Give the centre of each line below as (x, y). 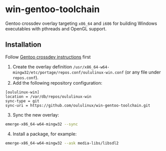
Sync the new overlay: (36, 115)
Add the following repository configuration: (57, 83)
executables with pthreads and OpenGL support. (56, 28)
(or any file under (143, 72)
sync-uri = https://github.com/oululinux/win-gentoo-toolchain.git (78, 105)
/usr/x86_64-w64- (91, 67)
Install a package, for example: (45, 134)
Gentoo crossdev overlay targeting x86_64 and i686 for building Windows (81, 23)
